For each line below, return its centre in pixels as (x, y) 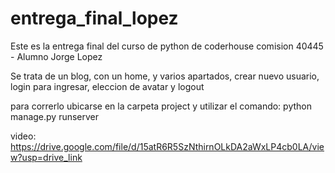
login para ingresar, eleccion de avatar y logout (107, 86)
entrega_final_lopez (94, 18)
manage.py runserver (55, 116)
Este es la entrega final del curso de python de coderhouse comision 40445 (167, 46)
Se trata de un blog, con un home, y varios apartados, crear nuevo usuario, (165, 76)
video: (23, 136)
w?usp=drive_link (46, 157)
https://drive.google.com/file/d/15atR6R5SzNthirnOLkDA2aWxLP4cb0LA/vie (167, 146)
